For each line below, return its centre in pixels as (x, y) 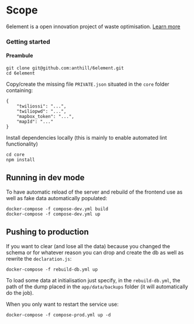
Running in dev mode (45, 178)
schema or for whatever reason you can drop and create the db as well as (95, 252)
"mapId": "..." (35, 122)
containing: (20, 90)
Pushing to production (48, 232)
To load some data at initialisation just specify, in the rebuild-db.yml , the (93, 280)
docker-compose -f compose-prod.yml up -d (58, 315)
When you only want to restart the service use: (62, 304)
